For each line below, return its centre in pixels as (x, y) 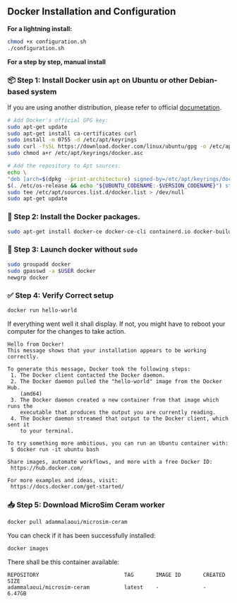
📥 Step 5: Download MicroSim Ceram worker (86, 505)
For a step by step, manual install (56, 62)
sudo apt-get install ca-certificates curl (72, 134)
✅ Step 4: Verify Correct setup (61, 295)
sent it (19, 425)
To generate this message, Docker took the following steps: (99, 369)
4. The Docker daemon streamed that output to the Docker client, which (120, 418)
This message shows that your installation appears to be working (107, 350)
